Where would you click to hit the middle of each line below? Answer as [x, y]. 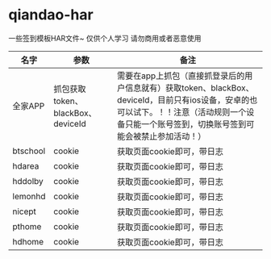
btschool [29, 151]
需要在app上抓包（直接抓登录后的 [181, 76]
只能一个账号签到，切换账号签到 [186, 124]
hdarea [26, 165]
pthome [27, 226]
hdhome [28, 241]
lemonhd [29, 196]
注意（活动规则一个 [210, 112]
